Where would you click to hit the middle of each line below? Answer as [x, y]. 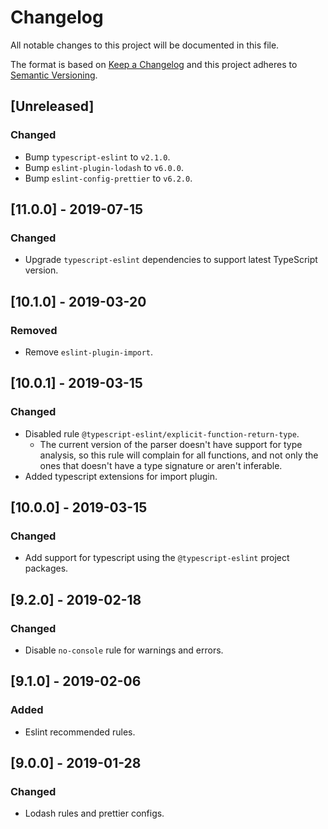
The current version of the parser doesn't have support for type [171, 444]
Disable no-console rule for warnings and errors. [124, 650]
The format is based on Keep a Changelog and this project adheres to [154, 64]
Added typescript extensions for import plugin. [121, 476]
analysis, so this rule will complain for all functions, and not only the [179, 455]
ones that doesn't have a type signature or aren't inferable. [161, 465]
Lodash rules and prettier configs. [94, 813]
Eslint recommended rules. [80, 732]
